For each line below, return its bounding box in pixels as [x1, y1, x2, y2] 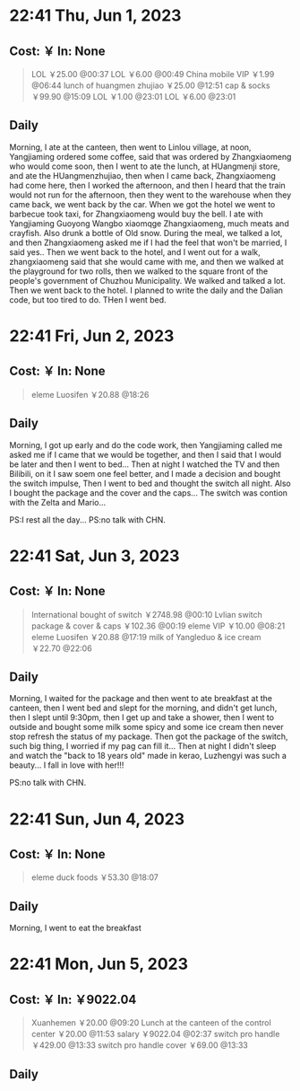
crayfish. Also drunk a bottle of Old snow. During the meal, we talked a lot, [9, 227, 283, 238]
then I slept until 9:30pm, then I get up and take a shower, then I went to [9, 712, 275, 723]
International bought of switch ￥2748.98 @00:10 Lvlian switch [30, 609, 262, 620]
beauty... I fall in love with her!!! [9, 760, 124, 770]
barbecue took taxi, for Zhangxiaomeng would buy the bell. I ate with [9, 208, 263, 219]
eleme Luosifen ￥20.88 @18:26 [30, 389, 150, 400]
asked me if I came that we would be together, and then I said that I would [9, 449, 282, 460]
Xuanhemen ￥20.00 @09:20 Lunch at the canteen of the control [30, 1017, 271, 1028]
